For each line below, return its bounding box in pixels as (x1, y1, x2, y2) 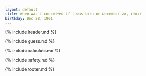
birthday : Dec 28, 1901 (5, 16, 53, 21)
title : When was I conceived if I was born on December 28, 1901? (5, 12, 142, 16)
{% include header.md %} (5, 29, 57, 35)
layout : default (5, 7, 38, 12)
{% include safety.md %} (5, 57, 55, 63)
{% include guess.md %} (5, 38, 55, 44)
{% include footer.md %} (5, 66, 55, 72)
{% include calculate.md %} (5, 48, 61, 53)
